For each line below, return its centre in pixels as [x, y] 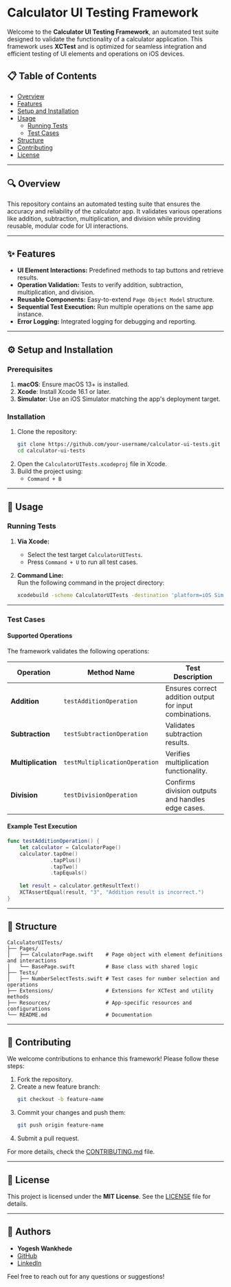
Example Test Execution [42, 826]
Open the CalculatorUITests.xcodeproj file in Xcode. [92, 464]
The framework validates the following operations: [78, 651]
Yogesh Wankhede [45, 1248]
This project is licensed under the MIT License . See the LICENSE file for [109, 1196]
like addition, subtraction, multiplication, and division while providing [104, 218]
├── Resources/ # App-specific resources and [100, 1003]
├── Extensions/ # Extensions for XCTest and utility [110, 991]
